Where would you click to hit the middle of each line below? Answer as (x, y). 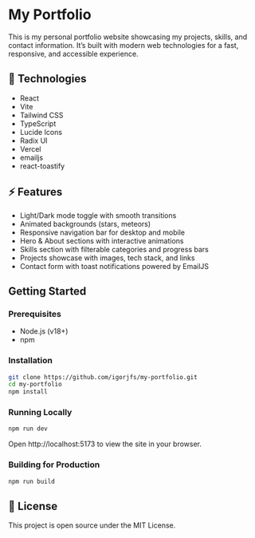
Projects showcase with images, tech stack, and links (107, 258)
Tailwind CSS (41, 115)
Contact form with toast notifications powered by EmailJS (114, 266)
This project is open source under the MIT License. (92, 525)
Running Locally (40, 413)
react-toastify (42, 166)
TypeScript (38, 123)
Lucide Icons (41, 132)
